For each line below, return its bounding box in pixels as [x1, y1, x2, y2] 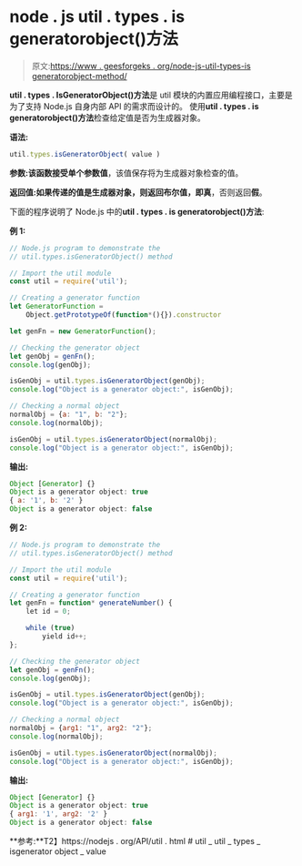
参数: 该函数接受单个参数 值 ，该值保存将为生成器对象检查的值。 [9, 167, 244, 178]
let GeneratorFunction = [9, 302, 104, 311]
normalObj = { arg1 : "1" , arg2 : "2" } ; [9, 724, 153, 733]
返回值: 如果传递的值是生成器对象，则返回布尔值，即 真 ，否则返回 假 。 [9, 187, 267, 198]
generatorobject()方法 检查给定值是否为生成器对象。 [9, 112, 206, 123]
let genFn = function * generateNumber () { [9, 598, 173, 607]
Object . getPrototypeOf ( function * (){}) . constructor [25, 311, 222, 320]
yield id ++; [42, 632, 88, 641]
